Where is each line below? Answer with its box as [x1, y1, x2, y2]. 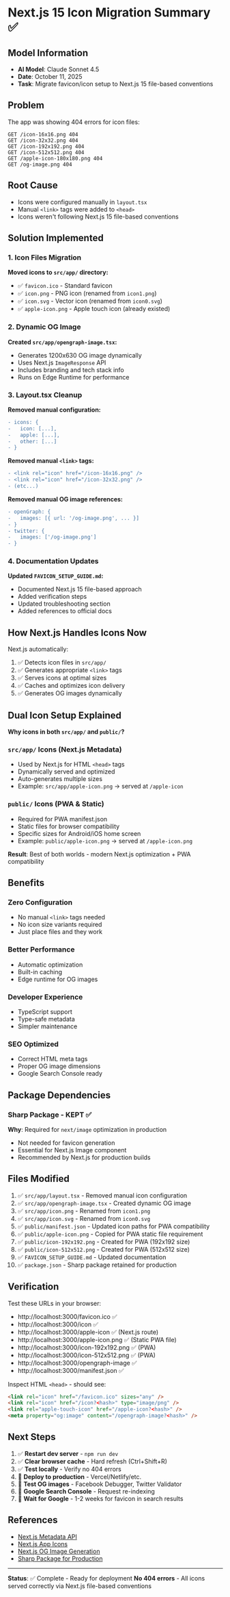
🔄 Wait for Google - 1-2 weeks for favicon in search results [17, 1494, 184, 1502]
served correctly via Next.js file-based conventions [8, 1581, 152, 1590]
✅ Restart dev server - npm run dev [17, 1449, 119, 1457]
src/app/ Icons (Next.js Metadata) [8, 745, 122, 754]
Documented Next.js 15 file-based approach [17, 585, 142, 593]
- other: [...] [8, 438, 57, 445]
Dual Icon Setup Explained [8, 709, 122, 721]
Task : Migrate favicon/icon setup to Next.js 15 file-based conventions [17, 80, 214, 88]
